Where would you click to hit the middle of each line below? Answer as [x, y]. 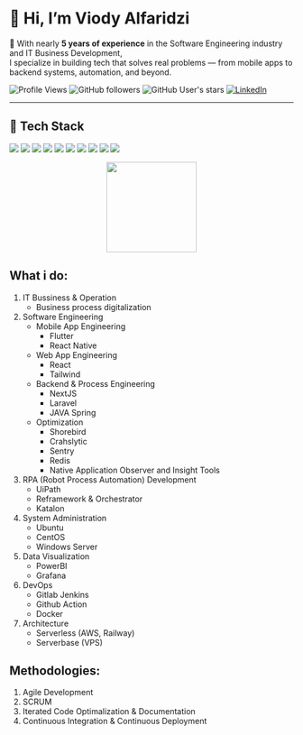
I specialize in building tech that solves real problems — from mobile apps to [151, 62]
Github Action [61, 604]
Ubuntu [50, 528]
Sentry [62, 451]
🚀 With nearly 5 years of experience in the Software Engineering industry [146, 43]
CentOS [50, 537]
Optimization [60, 422]
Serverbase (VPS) [69, 642]
